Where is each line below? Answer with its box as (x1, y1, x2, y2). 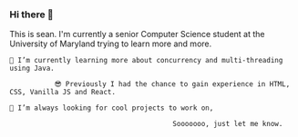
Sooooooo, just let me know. (172, 120, 283, 129)
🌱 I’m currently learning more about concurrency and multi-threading (9, 56, 283, 65)
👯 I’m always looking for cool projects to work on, (9, 103, 214, 113)
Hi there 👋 (9, 8, 55, 21)
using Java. (9, 64, 55, 73)
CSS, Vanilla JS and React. (9, 88, 117, 97)
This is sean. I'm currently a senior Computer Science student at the (9, 29, 266, 40)
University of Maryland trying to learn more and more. (9, 38, 212, 49)
